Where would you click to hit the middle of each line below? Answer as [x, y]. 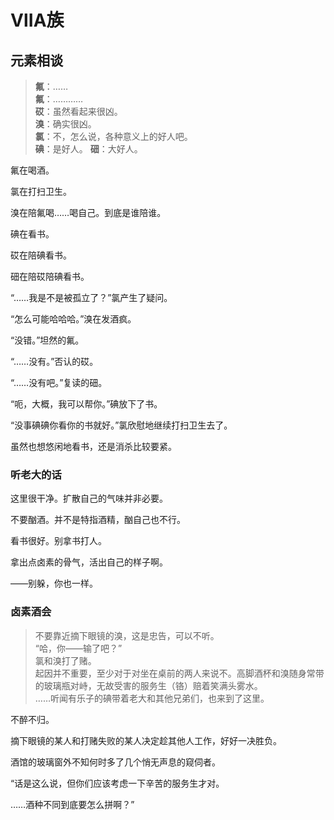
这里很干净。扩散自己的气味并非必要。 [89, 498]
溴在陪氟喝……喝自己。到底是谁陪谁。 [88, 212]
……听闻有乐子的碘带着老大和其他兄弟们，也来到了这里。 [152, 698]
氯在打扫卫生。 [41, 191]
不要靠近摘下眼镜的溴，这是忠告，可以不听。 [127, 635]
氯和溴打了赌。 [65, 660]
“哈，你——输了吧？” [78, 648]
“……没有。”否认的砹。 [54, 361]
